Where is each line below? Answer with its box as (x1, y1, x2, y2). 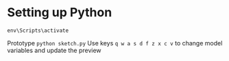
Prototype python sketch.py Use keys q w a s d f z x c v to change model (7, 39, 223, 47)
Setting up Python (7, 5, 112, 20)
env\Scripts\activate (7, 27, 69, 34)
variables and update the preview (7, 46, 101, 54)
